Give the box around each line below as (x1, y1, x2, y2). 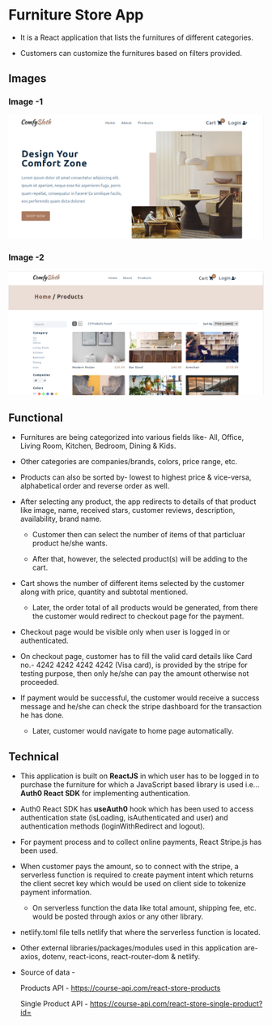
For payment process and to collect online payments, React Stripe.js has (19, 838, 262, 847)
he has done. (19, 710, 65, 720)
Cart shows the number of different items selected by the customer (19, 579, 245, 588)
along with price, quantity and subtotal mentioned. (19, 587, 189, 597)
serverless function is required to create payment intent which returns (19, 870, 254, 880)
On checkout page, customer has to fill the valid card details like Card (19, 652, 253, 661)
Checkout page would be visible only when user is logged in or (19, 627, 231, 637)
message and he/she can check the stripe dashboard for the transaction (19, 702, 261, 712)
